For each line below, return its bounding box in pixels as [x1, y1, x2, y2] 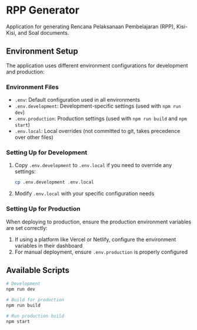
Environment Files [6, 83, 59, 91]
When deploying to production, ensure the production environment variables [6, 218, 192, 225]
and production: [6, 68, 45, 75]
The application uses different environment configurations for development [6, 62, 188, 69]
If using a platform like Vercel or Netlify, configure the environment [14, 236, 176, 243]
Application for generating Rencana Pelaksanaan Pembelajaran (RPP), [6, 23, 175, 30]
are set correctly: [6, 224, 48, 231]
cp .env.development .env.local [14, 179, 94, 185]
